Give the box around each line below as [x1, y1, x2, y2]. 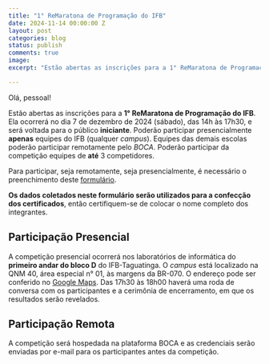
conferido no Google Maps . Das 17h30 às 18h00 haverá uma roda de [8, 277, 235, 286]
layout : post [8, 26, 52, 34]
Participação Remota [8, 317, 115, 330]
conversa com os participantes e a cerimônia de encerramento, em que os [8, 286, 255, 295]
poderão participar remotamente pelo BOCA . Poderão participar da [8, 142, 230, 152]
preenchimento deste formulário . [8, 174, 117, 184]
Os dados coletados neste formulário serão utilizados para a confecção [8, 190, 251, 200]
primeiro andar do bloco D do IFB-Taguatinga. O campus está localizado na [8, 260, 259, 270]
